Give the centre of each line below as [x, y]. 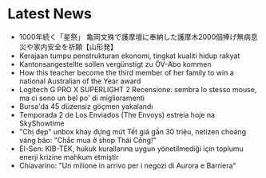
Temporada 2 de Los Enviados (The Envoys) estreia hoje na [117, 114]
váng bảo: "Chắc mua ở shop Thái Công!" [87, 140]
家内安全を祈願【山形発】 [75, 46]
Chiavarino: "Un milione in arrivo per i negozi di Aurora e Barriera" [127, 165]
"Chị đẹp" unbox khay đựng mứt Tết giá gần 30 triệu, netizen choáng [133, 131]
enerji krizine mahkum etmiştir [69, 157]
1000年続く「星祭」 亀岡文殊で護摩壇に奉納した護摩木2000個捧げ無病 [135, 37]
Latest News [50, 14]
